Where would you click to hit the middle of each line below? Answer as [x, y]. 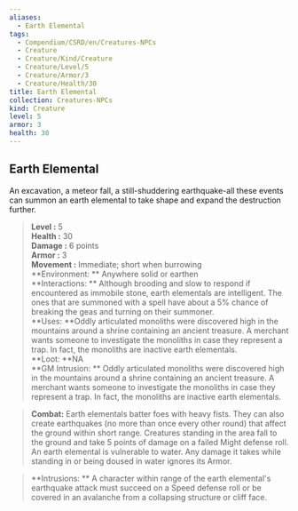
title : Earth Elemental [53, 92]
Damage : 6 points [65, 245]
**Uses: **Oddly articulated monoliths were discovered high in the [155, 321]
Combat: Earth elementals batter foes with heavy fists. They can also [157, 413]
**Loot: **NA [57, 359]
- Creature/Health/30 [57, 84]
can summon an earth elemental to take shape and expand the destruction [145, 200]
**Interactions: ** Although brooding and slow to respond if [141, 283]
